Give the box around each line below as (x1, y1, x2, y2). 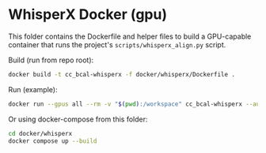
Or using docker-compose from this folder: (8, 114, 148, 124)
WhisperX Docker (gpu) (8, 6, 168, 24)
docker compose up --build (8, 136, 97, 145)
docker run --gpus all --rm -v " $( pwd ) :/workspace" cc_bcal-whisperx (8, 100, 243, 108)
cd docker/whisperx (8, 129, 73, 137)
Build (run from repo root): (8, 55, 94, 65)
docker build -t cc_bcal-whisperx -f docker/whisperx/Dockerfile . (8, 70, 236, 78)
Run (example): (8, 84, 58, 94)
